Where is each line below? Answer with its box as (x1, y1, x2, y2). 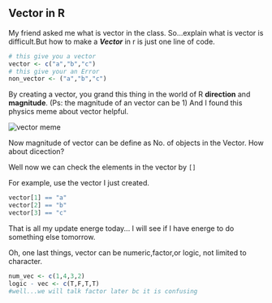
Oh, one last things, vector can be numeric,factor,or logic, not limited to (8, 247, 247, 258)
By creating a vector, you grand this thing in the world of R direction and (8, 89, 251, 100)
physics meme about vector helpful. (8, 107, 129, 117)
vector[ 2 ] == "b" (8, 202, 67, 210)
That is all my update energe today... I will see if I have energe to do (8, 223, 235, 233)
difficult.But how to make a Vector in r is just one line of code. (8, 36, 215, 46)
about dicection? (8, 147, 65, 156)
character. (8, 256, 43, 266)
